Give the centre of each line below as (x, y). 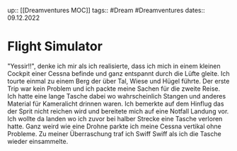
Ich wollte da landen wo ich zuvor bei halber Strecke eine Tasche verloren (115, 118)
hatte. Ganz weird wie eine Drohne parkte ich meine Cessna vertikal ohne (114, 126)
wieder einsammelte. (38, 141)
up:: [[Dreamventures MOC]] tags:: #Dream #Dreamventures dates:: (106, 10)
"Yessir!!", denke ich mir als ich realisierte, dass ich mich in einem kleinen (114, 66)
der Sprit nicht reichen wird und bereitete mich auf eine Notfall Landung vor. (118, 111)
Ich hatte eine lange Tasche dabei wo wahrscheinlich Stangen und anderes (117, 96)
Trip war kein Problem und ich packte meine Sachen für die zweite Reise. (114, 89)
